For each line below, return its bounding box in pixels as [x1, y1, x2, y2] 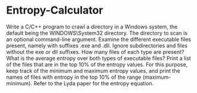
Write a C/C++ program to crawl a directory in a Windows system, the [6, 23, 178, 30]
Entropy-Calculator [6, 4, 103, 17]
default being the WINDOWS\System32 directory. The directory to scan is [6, 29, 188, 36]
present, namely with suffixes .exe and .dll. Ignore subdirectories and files [6, 42, 188, 49]
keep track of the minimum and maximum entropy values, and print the [6, 67, 180, 74]
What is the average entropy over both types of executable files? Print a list [6, 54, 191, 62]
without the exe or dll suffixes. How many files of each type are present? [6, 48, 184, 55]
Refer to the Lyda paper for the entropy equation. [33, 79, 154, 86]
